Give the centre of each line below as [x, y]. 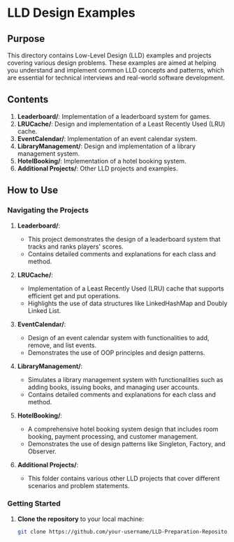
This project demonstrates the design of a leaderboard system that [124, 239]
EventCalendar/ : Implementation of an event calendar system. [107, 138]
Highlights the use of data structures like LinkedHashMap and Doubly [127, 303]
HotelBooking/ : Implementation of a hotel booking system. [102, 161]
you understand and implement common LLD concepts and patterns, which [116, 70]
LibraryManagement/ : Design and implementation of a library [107, 146]
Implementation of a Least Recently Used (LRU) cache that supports [126, 288]
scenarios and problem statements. [79, 485]
